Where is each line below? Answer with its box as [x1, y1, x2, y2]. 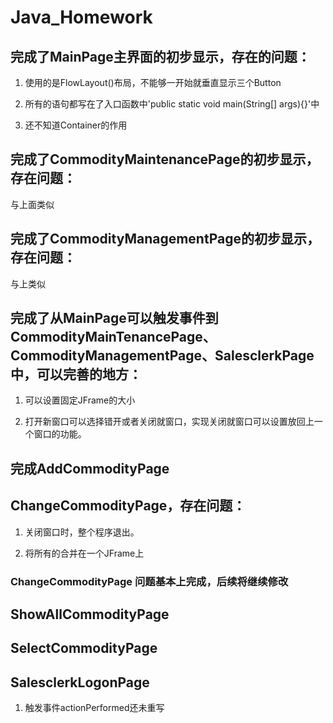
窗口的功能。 [33, 428, 87, 440]
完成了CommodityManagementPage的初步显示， [10, 231, 320, 248]
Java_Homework [10, 6, 153, 29]
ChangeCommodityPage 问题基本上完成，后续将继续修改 [10, 574, 289, 588]
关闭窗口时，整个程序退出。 [24, 526, 140, 538]
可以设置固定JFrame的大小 [24, 394, 136, 406]
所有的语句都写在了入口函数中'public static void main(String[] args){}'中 [24, 98, 320, 110]
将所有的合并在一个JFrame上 [24, 547, 145, 559]
